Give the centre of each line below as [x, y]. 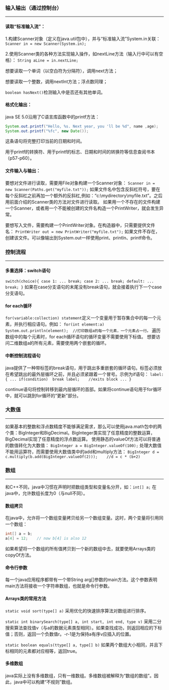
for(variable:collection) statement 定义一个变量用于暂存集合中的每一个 [81, 318]
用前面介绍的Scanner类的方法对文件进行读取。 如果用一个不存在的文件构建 [83, 202]
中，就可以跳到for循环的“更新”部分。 [43, 395]
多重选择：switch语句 [28, 270]
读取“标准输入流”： [25, 26]
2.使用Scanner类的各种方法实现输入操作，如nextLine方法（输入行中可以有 [82, 53]
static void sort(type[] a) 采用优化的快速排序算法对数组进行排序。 [77, 610]
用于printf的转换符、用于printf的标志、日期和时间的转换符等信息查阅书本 [80, 152]
